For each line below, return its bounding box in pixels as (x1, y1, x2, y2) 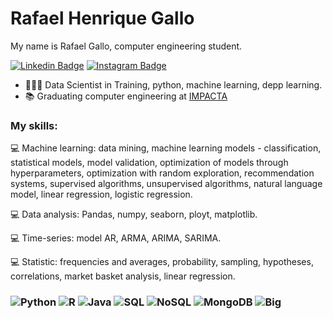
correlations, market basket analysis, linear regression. (10, 270, 236, 282)
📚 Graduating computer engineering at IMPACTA (24, 90, 228, 102)
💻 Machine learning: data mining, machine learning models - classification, (10, 142, 322, 154)
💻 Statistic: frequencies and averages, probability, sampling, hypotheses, (10, 256, 314, 268)
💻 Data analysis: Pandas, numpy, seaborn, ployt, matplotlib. (10, 208, 258, 221)
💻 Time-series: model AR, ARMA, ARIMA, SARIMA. (10, 232, 222, 244)
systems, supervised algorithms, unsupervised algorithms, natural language (10, 178, 323, 190)
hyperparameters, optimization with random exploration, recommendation (10, 167, 315, 179)
